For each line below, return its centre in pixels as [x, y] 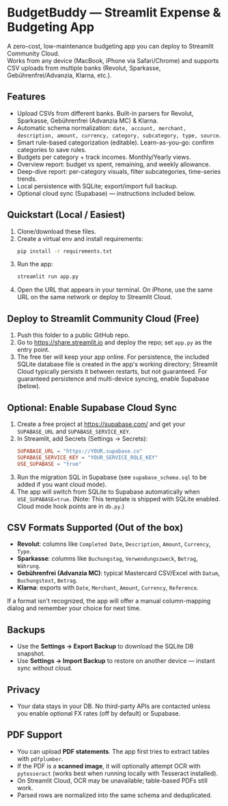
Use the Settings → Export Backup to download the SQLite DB [105, 646]
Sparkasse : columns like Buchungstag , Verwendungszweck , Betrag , [107, 559]
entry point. [33, 350]
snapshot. [31, 654]
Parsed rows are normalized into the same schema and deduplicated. [114, 795]
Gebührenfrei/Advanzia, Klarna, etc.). [59, 75]
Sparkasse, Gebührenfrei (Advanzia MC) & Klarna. [87, 121]
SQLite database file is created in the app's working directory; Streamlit [117, 364]
